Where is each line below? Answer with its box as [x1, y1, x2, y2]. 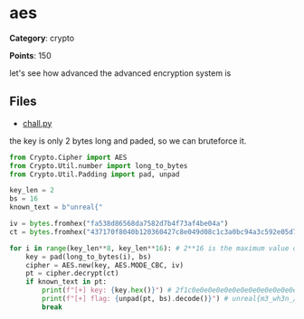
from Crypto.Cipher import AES [9, 153, 128, 162]
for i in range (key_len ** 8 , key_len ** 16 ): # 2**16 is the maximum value [9, 243, 290, 253]
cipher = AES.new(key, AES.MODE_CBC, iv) [25, 260, 184, 269]
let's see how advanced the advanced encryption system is [9, 67, 232, 79]
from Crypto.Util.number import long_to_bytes [9, 161, 188, 170]
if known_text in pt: [25, 277, 107, 286]
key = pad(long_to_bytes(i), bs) [25, 252, 152, 261]
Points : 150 [9, 50, 52, 61]
